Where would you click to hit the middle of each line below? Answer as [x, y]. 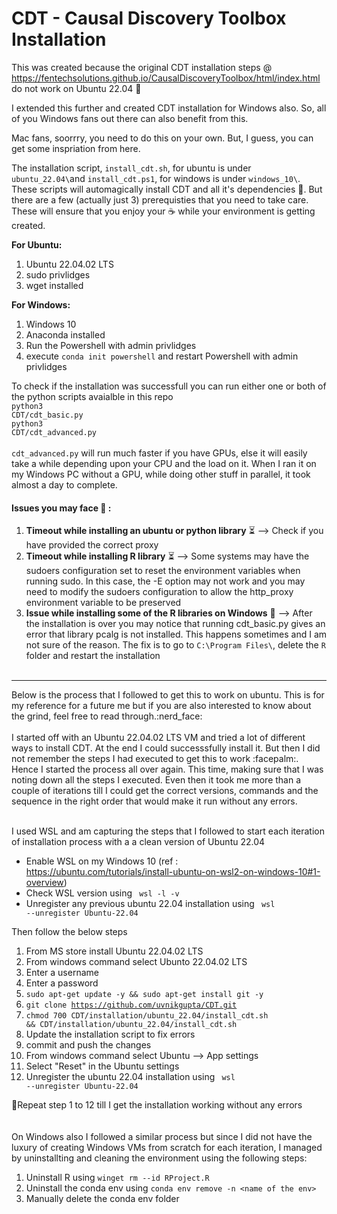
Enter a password [62, 983]
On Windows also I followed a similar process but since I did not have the [162, 1137]
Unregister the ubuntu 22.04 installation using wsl [130, 1077]
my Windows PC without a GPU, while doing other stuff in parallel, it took [161, 474]
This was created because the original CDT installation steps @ [142, 67]
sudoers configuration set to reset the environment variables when [163, 571]
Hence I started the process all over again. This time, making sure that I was [167, 769]
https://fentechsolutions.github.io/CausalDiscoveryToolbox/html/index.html [166, 78]
